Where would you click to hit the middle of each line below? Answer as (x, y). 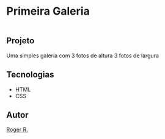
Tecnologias (30, 75)
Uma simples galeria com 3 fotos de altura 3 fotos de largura (83, 55)
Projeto (20, 41)
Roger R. (17, 130)
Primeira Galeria (48, 11)
